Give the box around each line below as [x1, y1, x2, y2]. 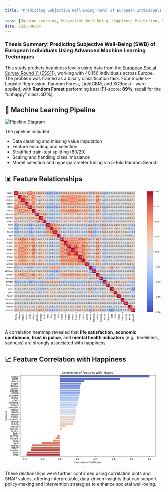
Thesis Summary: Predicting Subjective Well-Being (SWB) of [5, 41, 156, 48]
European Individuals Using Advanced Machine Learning [5, 47, 146, 54]
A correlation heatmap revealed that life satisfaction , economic [5, 329, 137, 335]
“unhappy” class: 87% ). [5, 91, 54, 97]
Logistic [5, 80, 21, 87]
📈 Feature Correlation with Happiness [5, 355, 126, 363]
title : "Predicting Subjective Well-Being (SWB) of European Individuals [5, 8, 162, 13]
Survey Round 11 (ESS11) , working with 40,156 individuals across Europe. [5, 70, 154, 76]
